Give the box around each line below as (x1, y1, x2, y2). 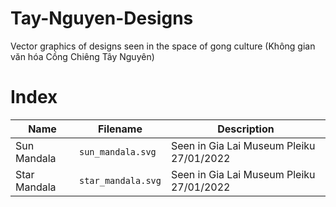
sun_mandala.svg (78, 146, 157, 157)
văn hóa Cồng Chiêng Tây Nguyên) (10, 50, 155, 62)
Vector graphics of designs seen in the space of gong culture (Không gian (10, 40, 316, 52)
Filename (97, 122, 143, 136)
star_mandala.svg (78, 175, 162, 186)
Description (217, 122, 275, 136)
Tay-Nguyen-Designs (10, 7, 194, 30)
